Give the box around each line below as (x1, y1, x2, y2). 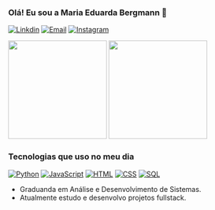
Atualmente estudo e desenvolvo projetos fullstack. (19, 193, 187, 202)
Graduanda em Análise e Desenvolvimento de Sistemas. (19, 184, 202, 193)
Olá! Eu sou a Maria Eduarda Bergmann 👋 (8, 7, 168, 18)
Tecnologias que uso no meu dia (8, 151, 135, 162)
